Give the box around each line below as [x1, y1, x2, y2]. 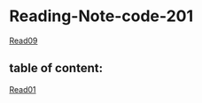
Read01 [9, 84, 37, 94]
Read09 [9, 35, 38, 46]
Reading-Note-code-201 [9, 6, 194, 26]
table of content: [9, 61, 104, 76]
